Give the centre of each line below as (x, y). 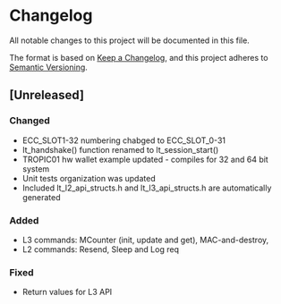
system (36, 169)
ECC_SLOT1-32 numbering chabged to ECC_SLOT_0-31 (124, 140)
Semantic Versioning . (48, 67)
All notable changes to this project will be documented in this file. (130, 40)
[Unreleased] (47, 95)
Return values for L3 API (67, 292)
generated (41, 197)
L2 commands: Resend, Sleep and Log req (100, 249)
